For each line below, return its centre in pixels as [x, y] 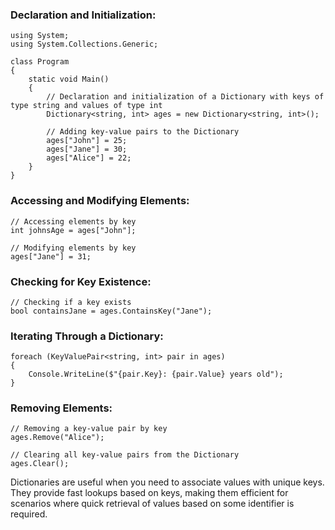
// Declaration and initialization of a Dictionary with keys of [185, 97]
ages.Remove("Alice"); [57, 438]
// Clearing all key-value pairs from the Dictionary [125, 455]
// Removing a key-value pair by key [89, 429]
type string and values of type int [86, 106]
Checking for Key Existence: [81, 281]
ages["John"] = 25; [87, 141]
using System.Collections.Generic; [84, 44]
